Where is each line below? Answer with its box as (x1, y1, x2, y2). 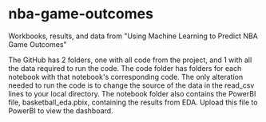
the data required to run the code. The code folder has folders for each (8, 63, 242, 73)
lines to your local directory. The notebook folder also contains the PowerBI (8, 89, 256, 98)
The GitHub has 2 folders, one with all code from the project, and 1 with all (8, 55, 252, 65)
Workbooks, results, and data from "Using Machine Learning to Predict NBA (8, 31, 258, 41)
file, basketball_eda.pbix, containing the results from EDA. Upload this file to (8, 97, 258, 107)
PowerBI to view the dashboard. (8, 105, 113, 116)
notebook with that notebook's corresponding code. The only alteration (8, 72, 244, 81)
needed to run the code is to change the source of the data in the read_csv (8, 81, 255, 90)
